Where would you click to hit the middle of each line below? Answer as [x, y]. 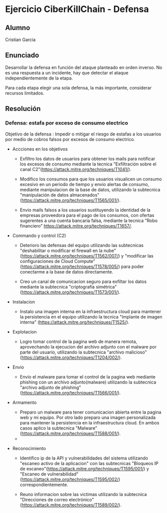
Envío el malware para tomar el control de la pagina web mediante [87, 376]
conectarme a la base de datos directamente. [67, 271]
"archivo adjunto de [40, 387]
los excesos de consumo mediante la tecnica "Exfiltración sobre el [88, 164]
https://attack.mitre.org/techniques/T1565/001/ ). [71, 200]
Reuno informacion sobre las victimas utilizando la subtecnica [83, 494]
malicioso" [136, 352]
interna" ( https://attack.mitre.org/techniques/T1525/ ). [75, 322]
